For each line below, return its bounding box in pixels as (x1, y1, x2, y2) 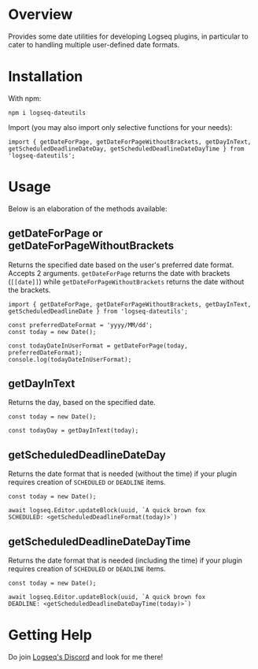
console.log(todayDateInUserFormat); (8, 355, 132, 363)
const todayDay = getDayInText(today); (8, 427, 139, 435)
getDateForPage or (8, 227, 104, 240)
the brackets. (8, 285, 51, 295)
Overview (8, 6, 73, 24)
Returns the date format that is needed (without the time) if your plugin (8, 469, 238, 478)
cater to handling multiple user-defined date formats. (8, 39, 180, 49)
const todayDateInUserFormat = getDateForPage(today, (8, 341, 189, 350)
